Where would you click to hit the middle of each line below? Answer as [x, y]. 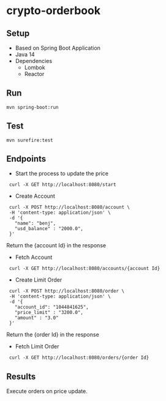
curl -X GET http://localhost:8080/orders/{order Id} [79, 358]
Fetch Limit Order [37, 347]
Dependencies [34, 61]
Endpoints [26, 159]
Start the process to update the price [62, 174]
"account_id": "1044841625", [51, 307]
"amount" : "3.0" [37, 318]
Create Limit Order [39, 280]
